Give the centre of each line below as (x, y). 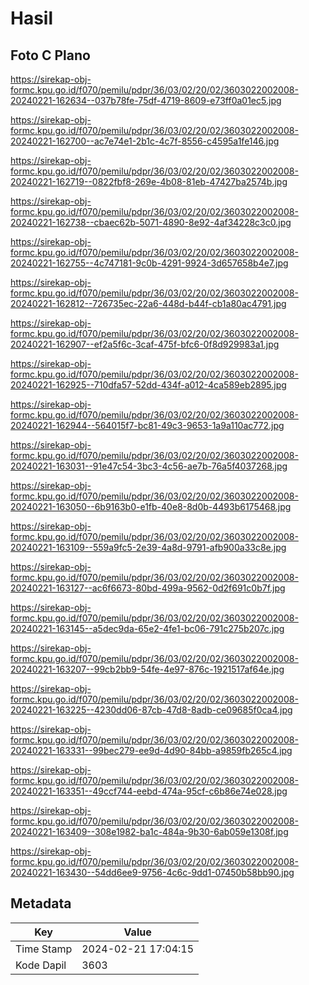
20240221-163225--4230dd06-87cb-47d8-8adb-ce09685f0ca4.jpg (151, 710)
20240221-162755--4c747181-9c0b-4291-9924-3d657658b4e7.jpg (149, 263)
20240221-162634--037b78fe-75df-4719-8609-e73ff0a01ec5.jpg (146, 100)
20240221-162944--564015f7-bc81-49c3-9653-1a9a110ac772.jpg (147, 425)
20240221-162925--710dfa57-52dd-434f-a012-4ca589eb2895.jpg (148, 385)
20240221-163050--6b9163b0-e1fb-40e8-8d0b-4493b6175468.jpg (151, 506)
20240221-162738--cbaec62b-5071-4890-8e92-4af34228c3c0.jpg (151, 222)
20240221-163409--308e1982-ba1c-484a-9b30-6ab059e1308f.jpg (149, 831)
